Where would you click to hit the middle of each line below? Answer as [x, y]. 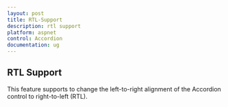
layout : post [26, 13]
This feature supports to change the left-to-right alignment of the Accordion [114, 89]
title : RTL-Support [35, 20]
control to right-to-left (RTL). [47, 96]
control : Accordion [35, 39]
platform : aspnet [32, 32]
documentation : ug [33, 45]
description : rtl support [44, 26]
